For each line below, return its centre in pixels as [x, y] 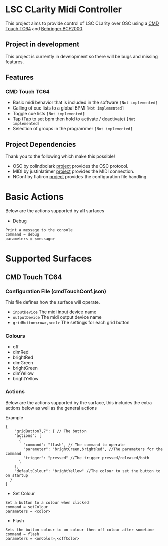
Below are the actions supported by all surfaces [55, 211]
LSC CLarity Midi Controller [64, 9]
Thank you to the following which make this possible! [60, 156]
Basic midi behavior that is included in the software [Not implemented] [85, 103]
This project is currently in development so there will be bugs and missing [82, 56]
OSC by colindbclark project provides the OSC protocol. [70, 166]
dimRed [20, 352]
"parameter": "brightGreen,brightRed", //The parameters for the [93, 449]
